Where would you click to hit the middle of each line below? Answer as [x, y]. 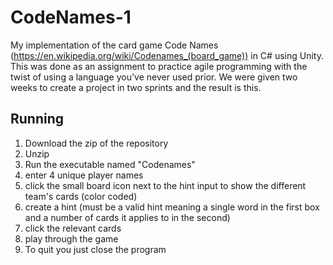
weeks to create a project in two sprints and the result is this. [136, 87]
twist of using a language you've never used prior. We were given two [154, 77]
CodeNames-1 [71, 17]
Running [37, 119]
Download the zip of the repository [96, 143]
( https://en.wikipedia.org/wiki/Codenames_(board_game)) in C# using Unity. [167, 55]
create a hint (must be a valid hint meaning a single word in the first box [172, 207]
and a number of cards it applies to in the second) [127, 217]
